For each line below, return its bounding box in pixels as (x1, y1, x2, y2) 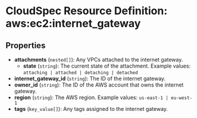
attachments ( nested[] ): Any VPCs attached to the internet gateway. (14, 56, 183, 63)
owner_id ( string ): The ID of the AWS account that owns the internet (14, 81, 184, 88)
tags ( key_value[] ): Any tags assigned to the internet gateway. (14, 106, 168, 112)
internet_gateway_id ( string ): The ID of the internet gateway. (14, 75, 166, 82)
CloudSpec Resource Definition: (5, 4, 168, 18)
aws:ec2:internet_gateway (5, 17, 141, 30)
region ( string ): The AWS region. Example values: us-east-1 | (14, 94, 169, 101)
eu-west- (171, 95, 193, 101)
